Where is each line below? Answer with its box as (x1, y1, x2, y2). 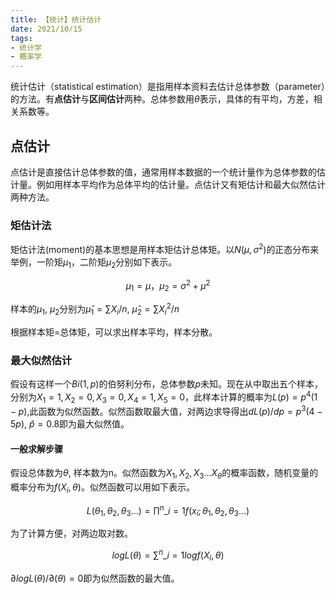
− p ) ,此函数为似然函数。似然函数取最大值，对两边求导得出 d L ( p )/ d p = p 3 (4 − (10, 404, 323, 417)
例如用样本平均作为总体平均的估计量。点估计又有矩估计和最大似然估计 (36, 178, 326, 190)
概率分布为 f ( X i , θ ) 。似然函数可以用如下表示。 (10, 481, 195, 495)
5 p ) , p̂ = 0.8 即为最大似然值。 (10, 418, 130, 430)
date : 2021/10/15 (10, 24, 83, 34)
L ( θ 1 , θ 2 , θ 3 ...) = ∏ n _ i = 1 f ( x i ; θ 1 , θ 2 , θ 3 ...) (86, 502, 250, 519)
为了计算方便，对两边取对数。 (10, 527, 133, 540)
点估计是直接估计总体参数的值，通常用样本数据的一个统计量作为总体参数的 (10, 166, 317, 178)
